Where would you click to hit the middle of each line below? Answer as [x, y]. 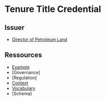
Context [20, 83]
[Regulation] [24, 78]
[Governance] [26, 72]
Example [21, 67]
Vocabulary [24, 88]
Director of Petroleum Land [39, 39]
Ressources [24, 55]
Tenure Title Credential [53, 9]
